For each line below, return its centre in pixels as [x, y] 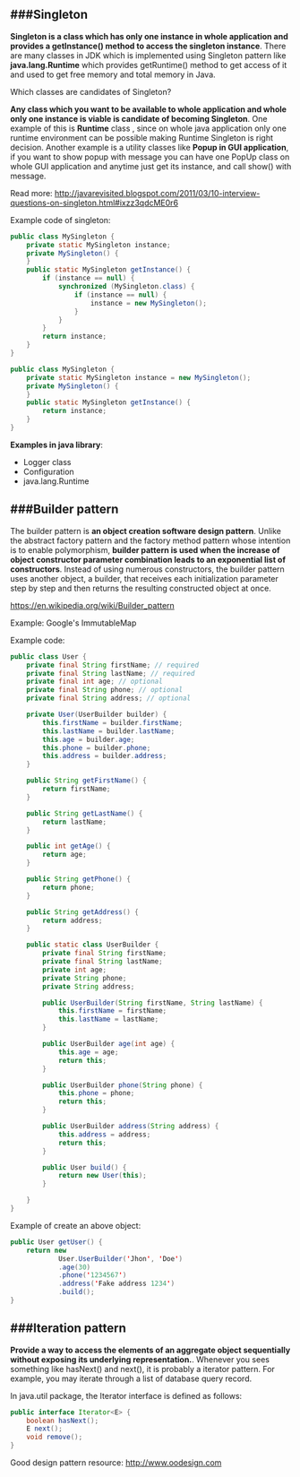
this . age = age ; [88, 1052]
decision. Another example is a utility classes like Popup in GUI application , [150, 147]
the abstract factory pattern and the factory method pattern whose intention [150, 540]
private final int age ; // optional [95, 682]
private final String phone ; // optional [104, 690]
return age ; [65, 855]
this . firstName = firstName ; [112, 1011]
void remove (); [55, 1438]
